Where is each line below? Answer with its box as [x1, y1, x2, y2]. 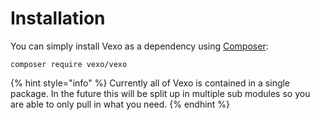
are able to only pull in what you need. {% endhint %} [10, 98, 231, 110]
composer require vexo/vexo [10, 59, 128, 69]
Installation [10, 7, 106, 30]
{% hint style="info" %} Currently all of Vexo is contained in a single [10, 77, 291, 89]
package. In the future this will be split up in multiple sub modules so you [10, 87, 311, 99]
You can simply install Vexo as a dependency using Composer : [10, 40, 269, 52]
